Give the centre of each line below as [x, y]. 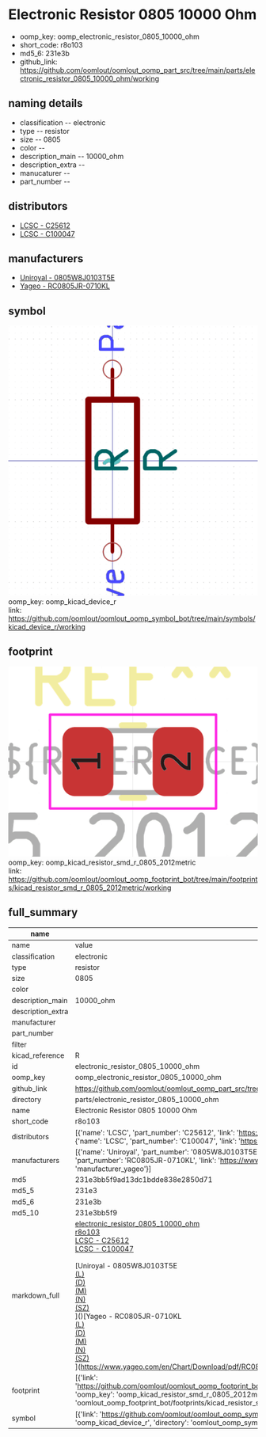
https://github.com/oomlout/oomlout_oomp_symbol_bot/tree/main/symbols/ [132, 618]
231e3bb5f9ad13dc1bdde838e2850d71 [144, 1180]
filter [19, 1044]
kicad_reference [38, 1055]
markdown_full [36, 1295]
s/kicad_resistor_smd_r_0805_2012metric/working [90, 888]
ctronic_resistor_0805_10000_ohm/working [89, 78]
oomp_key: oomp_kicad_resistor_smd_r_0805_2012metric [102, 862]
